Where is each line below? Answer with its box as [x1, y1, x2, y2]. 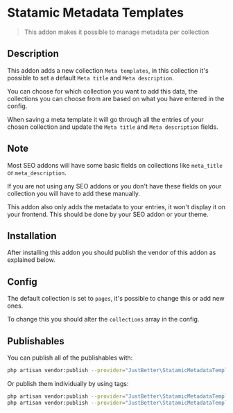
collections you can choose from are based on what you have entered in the [7, 94, 225, 103]
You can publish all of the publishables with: [7, 353, 133, 362]
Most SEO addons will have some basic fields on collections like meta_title [7, 161, 223, 169]
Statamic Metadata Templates [7, 5, 184, 21]
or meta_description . [7, 168, 67, 177]
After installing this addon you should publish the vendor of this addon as [7, 248, 216, 257]
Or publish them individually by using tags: [7, 379, 129, 387]
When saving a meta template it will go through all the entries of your [7, 115, 205, 123]
